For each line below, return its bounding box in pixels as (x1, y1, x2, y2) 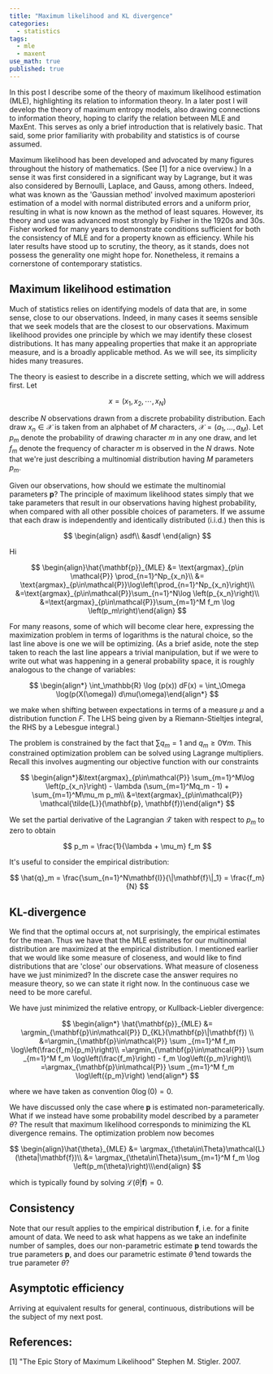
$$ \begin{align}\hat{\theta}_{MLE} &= (9, 1144, 139, 1153)
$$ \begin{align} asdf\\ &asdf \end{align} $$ (63, 531, 212, 540)
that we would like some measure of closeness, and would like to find (9, 952, 242, 962)
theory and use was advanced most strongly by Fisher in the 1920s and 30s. (9, 215, 265, 225)
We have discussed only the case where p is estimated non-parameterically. (9, 1102, 265, 1112)
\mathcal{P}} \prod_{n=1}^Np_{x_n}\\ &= (70, 571, 205, 580)
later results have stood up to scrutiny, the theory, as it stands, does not (9, 241, 249, 251)
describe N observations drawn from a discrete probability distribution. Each (9, 414, 266, 423)
